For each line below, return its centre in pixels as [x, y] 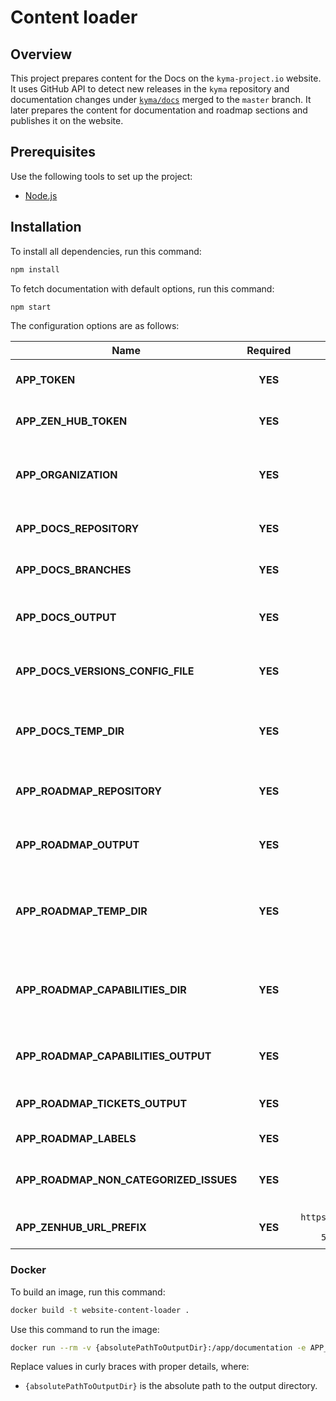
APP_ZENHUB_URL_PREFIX [81, 1228]
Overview [41, 54]
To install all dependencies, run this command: [106, 251]
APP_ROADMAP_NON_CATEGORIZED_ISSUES [126, 1180]
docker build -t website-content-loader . [100, 1310]
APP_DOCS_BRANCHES [73, 570]
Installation [46, 227]
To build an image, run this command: [88, 1292]
